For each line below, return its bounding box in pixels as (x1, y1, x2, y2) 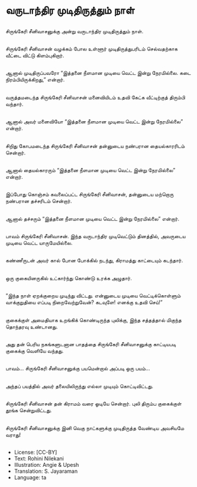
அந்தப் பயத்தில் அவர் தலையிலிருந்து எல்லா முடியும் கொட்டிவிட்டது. (5, 382, 154, 390)
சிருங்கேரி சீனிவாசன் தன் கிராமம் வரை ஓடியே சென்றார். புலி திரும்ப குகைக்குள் (5, 400, 182, 407)
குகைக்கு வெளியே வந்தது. (5, 347, 64, 355)
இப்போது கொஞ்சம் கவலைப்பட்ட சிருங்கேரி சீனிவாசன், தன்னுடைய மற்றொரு (5, 191, 174, 198)
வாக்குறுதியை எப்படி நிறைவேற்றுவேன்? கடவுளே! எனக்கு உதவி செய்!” (5, 299, 163, 306)
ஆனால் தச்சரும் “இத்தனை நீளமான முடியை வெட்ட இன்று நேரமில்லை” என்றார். (5, 215, 180, 222)
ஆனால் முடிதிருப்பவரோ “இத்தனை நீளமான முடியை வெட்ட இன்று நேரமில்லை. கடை (5, 69, 191, 77)
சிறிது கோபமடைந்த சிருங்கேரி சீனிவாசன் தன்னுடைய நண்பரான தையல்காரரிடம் (5, 142, 185, 149)
